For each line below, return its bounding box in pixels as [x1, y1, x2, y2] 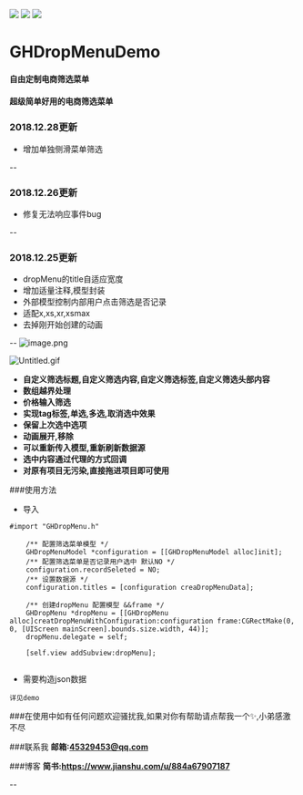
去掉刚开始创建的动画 [22, 319, 103, 330]
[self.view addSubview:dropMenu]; [25, 648, 157, 658]
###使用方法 [9, 484, 57, 496]
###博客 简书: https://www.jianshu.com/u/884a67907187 [9, 761, 230, 772]
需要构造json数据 [22, 674, 87, 685]
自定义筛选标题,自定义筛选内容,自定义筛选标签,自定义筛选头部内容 [22, 374, 270, 385]
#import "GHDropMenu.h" [9, 522, 100, 532]
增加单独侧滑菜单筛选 [22, 143, 103, 154]
